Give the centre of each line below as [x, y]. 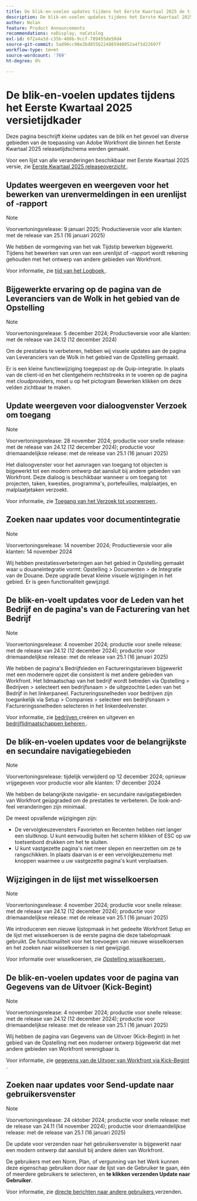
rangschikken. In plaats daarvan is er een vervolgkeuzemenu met [93, 855]
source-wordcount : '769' [36, 55]
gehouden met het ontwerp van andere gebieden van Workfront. [84, 259]
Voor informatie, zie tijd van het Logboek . [57, 271]
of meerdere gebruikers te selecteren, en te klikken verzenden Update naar [98, 1174]
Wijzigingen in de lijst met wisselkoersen [82, 879]
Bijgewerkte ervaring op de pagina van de [84, 289]
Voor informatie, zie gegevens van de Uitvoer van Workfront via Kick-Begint [98, 1060]
